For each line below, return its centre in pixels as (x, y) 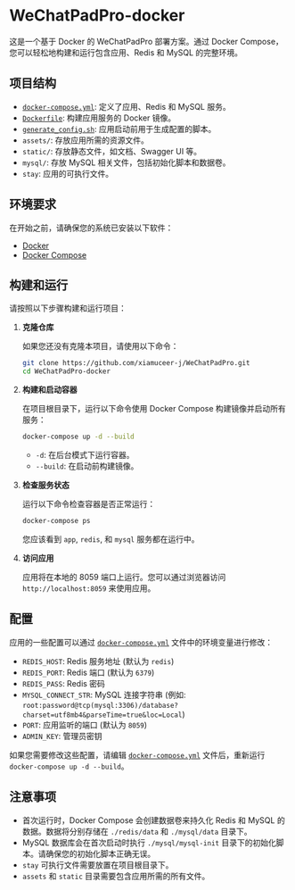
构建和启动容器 (49, 390)
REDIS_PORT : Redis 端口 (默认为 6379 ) (88, 672)
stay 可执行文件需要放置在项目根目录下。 (98, 865)
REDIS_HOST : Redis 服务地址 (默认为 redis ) (98, 661)
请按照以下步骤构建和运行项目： (68, 308)
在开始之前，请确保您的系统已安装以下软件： (91, 228)
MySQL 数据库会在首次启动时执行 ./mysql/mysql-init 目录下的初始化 (149, 842)
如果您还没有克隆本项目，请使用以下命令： (100, 346)
